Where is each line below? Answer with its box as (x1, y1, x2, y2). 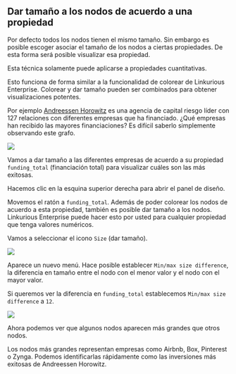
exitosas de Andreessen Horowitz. (7, 359, 107, 368)
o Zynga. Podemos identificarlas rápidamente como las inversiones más (7, 352, 216, 361)
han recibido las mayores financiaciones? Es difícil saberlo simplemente (7, 121, 216, 130)
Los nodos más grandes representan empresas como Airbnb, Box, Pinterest (7, 344, 228, 353)
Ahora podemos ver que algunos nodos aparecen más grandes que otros (7, 323, 221, 332)
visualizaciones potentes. (7, 92, 81, 101)
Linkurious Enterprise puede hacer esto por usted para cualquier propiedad (7, 213, 227, 221)
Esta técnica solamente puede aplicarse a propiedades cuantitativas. (7, 63, 207, 73)
